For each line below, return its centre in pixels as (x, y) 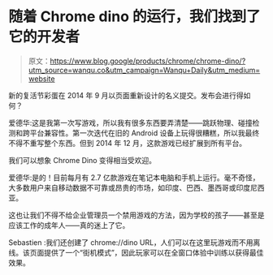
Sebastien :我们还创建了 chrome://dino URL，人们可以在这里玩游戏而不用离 (134, 242)
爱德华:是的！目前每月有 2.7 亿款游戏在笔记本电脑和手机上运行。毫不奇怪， (134, 177)
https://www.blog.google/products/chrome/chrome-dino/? (148, 61)
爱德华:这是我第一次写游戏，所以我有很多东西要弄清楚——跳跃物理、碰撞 (131, 122)
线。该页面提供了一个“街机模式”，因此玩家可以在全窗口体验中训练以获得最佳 (136, 252)
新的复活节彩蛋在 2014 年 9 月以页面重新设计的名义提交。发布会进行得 (126, 95)
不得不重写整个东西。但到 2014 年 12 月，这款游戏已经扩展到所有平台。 (128, 143)
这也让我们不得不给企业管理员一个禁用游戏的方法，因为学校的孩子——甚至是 (136, 215)
